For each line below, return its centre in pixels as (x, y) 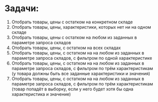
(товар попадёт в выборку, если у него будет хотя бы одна (72, 89)
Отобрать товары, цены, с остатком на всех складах (66, 48)
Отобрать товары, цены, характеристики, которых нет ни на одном (81, 27)
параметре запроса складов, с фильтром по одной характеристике (82, 58)
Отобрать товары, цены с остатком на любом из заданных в (74, 37)
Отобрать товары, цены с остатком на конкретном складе (72, 22)
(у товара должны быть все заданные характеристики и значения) (81, 73)
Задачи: (22, 8)
